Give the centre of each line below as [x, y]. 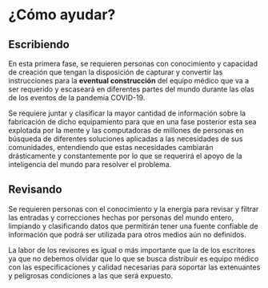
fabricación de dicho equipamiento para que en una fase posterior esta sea [132, 122]
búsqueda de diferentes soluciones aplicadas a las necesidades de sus [126, 139]
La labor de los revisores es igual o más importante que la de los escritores [132, 249]
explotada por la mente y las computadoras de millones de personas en [126, 130]
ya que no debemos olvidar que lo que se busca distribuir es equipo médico [134, 258]
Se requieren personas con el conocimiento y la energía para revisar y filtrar [134, 209]
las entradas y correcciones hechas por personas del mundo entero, [121, 217]
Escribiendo [39, 45]
